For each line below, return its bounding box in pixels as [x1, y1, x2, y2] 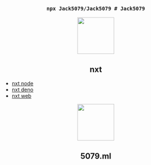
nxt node [11, 80, 33, 87]
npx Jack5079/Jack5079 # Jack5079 [46, 5, 145, 12]
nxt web [11, 92, 32, 99]
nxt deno [11, 86, 33, 93]
